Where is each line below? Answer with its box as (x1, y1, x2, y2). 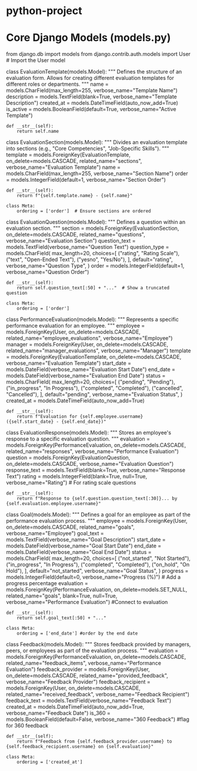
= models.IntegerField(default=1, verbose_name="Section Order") (6, 176, 166, 183)
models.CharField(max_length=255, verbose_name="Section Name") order (6, 170, 188, 177)
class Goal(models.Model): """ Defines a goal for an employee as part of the (6, 511, 191, 518)
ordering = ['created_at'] (16, 759, 83, 765)
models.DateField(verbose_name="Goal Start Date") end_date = (6, 542, 162, 549)
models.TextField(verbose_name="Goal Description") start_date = (6, 536, 166, 543)
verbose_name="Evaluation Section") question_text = (6, 237, 136, 245)
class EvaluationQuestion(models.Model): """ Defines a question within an (6, 219, 186, 226)
